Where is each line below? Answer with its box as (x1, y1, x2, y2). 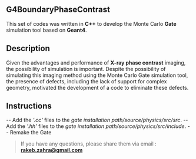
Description (6, 43, 50, 53)
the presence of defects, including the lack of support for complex (6, 77, 167, 84)
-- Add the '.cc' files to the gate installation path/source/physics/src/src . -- (6, 117, 188, 124)
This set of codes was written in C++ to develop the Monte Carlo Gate (6, 20, 177, 27)
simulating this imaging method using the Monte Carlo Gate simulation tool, (6, 72, 188, 79)
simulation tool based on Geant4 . (6, 26, 87, 33)
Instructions (6, 101, 52, 111)
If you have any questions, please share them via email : (20, 140, 157, 147)
